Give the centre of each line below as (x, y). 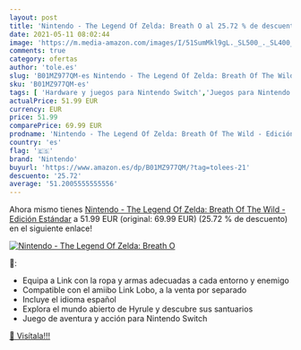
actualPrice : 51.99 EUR (54, 101)
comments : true (38, 51)
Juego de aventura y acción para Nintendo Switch (115, 319)
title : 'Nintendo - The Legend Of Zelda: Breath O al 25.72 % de (133, 26)
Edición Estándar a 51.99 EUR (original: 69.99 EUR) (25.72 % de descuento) (149, 219)
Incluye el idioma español (69, 300)
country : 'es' (36, 142)
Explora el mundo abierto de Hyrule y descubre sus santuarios (138, 309)
